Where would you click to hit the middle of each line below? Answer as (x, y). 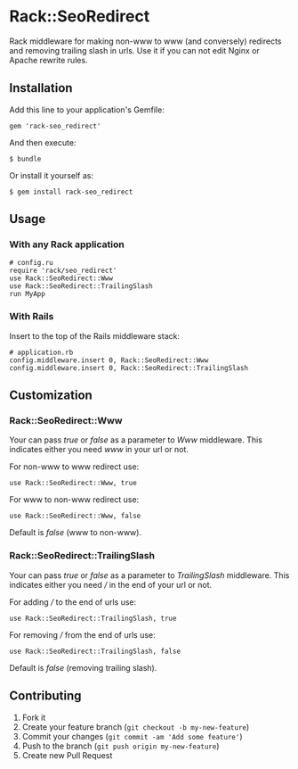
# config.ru (31, 263)
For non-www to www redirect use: (74, 467)
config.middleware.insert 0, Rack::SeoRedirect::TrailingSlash (129, 368)
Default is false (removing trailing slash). (83, 667)
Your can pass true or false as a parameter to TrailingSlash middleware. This (149, 575)
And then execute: (43, 142)
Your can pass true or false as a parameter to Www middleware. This (136, 440)
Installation (41, 88)
